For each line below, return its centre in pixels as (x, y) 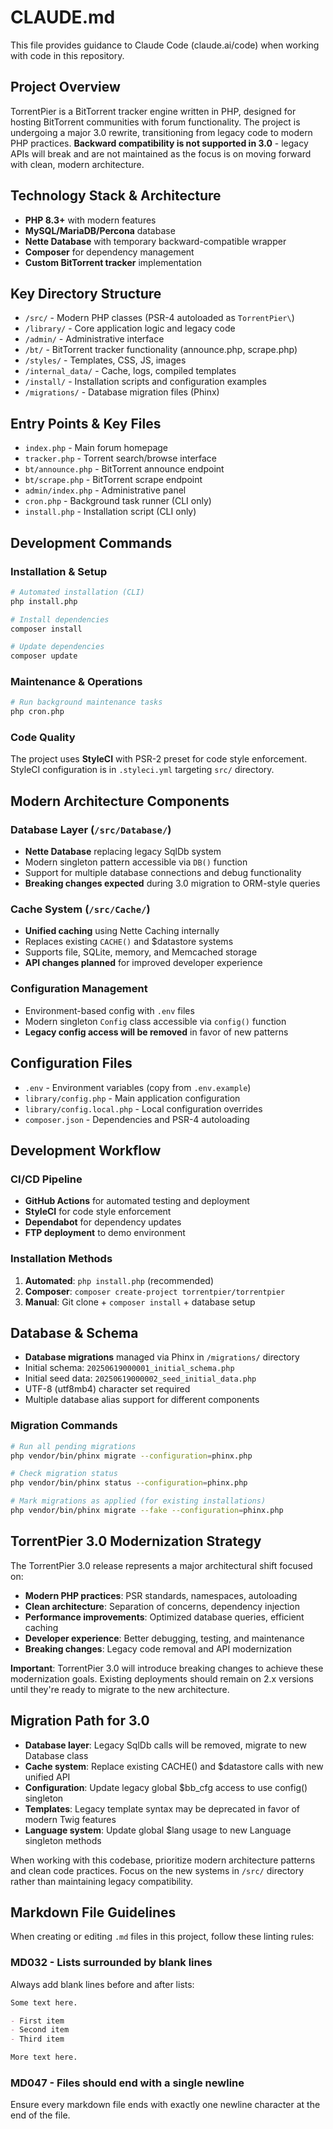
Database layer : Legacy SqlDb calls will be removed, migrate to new (165, 1745)
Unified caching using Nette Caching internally (122, 931)
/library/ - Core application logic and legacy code (130, 328)
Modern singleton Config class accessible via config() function (155, 1021)
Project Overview (65, 87)
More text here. (44, 2057)
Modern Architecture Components (120, 801)
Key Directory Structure (86, 293)
